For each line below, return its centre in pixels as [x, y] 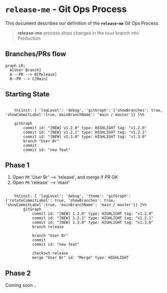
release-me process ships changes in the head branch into [78, 33]
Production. [29, 38]
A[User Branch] [26, 70]
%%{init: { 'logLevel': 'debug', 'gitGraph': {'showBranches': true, [89, 110]
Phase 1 [18, 165]
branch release [48, 227]
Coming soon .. [21, 285]
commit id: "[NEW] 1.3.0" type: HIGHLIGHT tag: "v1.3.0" [93, 223]
